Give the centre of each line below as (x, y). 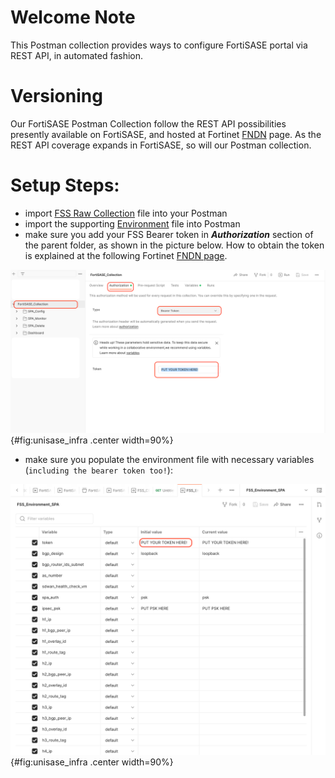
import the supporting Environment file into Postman (132, 223)
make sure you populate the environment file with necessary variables (169, 459)
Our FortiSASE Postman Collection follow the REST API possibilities (148, 123)
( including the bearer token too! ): (98, 470)
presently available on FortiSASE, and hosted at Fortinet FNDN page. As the (166, 134)
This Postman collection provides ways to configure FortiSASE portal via (159, 45)
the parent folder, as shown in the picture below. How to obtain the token (174, 245)
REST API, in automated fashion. (77, 55)
